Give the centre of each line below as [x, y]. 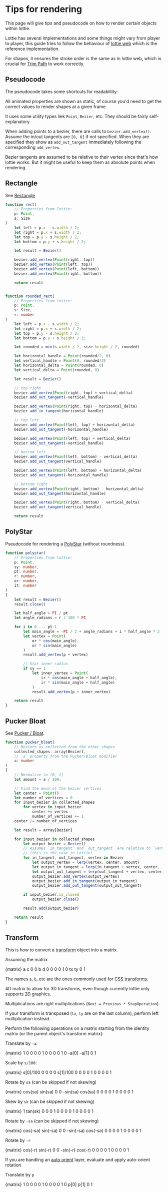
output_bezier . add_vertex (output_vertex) [76, 876]
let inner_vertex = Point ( [60, 673]
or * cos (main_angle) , [55, 641]
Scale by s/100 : [21, 1062]
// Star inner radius [46, 664]
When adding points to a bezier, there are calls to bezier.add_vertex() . [78, 131]
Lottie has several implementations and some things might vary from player [83, 38]
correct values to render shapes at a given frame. [56, 107]
